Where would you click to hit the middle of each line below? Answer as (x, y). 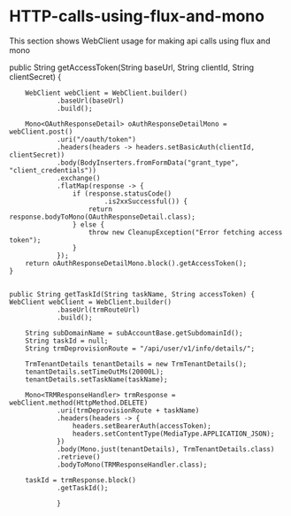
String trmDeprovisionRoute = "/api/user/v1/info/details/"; (140, 348)
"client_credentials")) (53, 170)
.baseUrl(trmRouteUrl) (98, 310)
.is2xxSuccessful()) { (146, 201)
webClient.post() (41, 131)
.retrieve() (78, 457)
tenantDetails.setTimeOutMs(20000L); (95, 372)
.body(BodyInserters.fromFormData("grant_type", (148, 162)
